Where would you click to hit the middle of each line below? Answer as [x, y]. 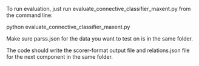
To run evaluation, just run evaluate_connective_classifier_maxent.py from [99, 9]
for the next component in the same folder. [60, 57]
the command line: [29, 15]
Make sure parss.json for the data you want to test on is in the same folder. [99, 38]
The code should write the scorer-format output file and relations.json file [98, 50]
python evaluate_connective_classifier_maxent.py [68, 27]
